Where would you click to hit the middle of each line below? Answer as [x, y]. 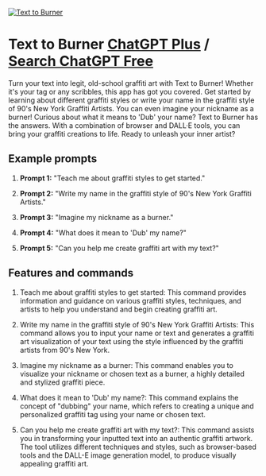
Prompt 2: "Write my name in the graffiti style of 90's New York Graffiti [135, 193]
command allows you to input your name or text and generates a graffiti [137, 333]
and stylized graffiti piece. [62, 382]
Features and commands [71, 273]
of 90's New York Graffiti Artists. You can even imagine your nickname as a [131, 108]
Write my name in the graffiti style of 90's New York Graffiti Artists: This [137, 324]
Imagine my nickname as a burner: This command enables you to [127, 365]
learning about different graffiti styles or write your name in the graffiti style [132, 100]
